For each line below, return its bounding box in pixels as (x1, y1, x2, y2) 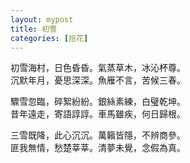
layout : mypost (10, 14, 74, 25)
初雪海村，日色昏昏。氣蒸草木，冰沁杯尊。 (10, 62, 186, 74)
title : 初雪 (10, 24, 57, 34)
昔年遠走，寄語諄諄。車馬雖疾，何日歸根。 (10, 108, 186, 120)
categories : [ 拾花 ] (10, 33, 89, 43)
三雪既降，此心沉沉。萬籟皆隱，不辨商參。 (10, 129, 186, 141)
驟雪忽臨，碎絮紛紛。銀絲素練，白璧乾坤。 (10, 96, 186, 108)
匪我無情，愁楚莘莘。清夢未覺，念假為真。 (10, 142, 186, 154)
